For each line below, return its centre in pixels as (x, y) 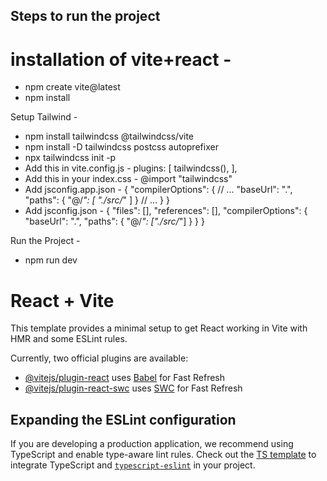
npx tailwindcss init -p (70, 158)
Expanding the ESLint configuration (123, 419)
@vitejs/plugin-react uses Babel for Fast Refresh (125, 378)
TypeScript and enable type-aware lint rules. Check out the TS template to (163, 455)
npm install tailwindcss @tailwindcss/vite (109, 136)
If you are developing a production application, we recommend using (152, 444)
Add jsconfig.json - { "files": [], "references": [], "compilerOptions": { (166, 211)
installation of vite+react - (121, 59)
